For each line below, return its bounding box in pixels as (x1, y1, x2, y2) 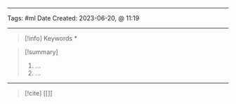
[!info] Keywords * (24, 34, 77, 42)
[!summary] (24, 48, 58, 56)
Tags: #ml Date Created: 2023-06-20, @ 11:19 (7, 14, 140, 22)
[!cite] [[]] (24, 89, 53, 97)
